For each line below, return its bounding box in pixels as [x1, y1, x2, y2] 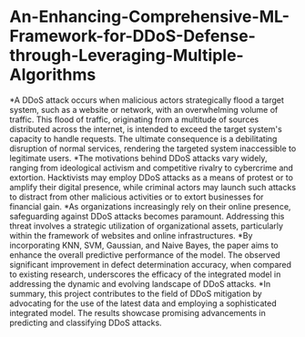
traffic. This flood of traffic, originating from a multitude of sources [9, 114, 259, 125]
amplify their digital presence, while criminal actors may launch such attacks [9, 181, 297, 192]
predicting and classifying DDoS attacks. [9, 317, 162, 328]
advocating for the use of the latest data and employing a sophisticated [9, 298, 278, 309]
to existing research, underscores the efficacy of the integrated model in [9, 269, 281, 280]
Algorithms [9, 65, 97, 86]
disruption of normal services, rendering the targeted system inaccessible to [9, 143, 297, 154]
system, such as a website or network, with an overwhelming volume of [9, 104, 279, 115]
